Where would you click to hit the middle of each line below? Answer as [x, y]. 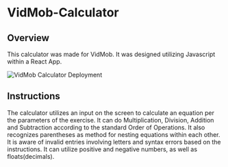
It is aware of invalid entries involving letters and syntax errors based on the [114, 142]
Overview [28, 38]
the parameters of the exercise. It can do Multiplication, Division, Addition [111, 120]
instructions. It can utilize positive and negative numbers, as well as [102, 149]
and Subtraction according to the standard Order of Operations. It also [106, 127]
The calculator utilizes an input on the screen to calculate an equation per [111, 113]
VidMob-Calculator [63, 13]
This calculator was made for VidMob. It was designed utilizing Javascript [111, 54]
